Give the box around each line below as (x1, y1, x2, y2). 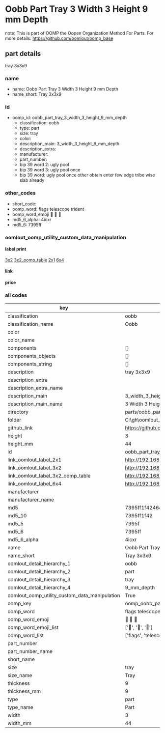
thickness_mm (7, 688, 41, 695)
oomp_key (7, 600, 32, 607)
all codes (5, 291, 27, 298)
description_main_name (7, 400, 63, 407)
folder (7, 417, 22, 423)
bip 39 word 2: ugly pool (19, 162, 69, 168)
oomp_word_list (7, 632, 44, 639)
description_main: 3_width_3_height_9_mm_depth (19, 141, 120, 147)
